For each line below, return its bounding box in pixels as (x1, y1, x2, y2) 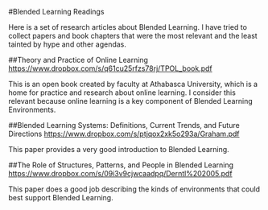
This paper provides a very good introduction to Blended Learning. (8, 145, 229, 154)
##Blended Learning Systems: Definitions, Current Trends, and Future (8, 121, 240, 130)
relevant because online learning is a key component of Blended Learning (8, 97, 253, 105)
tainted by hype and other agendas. (8, 39, 127, 49)
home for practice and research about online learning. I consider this (8, 88, 236, 97)
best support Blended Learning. (8, 193, 114, 202)
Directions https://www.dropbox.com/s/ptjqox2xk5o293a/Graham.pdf (8, 129, 240, 138)
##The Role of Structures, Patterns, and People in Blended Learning (8, 160, 234, 170)
